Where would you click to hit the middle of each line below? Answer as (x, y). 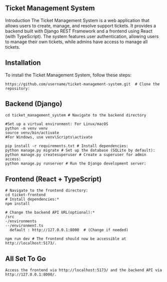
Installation (23, 63)
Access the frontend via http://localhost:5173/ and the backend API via (84, 270)
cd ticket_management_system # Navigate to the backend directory (76, 115)
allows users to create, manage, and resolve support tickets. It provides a (81, 26)
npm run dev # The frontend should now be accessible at (66, 239)
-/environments (21, 221)
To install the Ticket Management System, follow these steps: (68, 75)
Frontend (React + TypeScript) (53, 179)
